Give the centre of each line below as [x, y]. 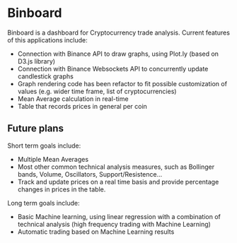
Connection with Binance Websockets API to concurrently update [113, 69]
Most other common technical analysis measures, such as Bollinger [116, 167]
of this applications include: [47, 40]
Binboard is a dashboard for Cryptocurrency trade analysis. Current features [118, 32]
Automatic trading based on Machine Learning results [96, 232]
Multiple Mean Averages [53, 159]
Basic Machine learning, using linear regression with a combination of [119, 216]
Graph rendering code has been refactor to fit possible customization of [122, 83]
